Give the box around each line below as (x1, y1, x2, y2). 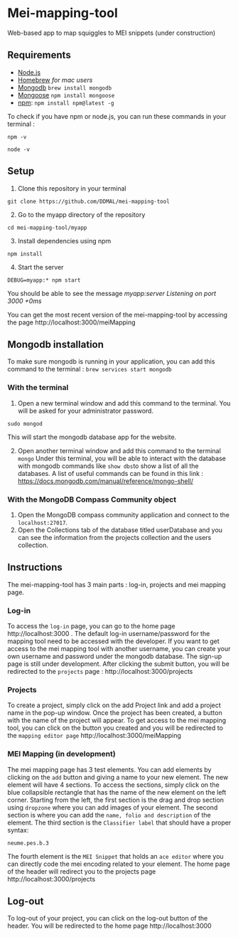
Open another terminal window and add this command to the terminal (17, 446, 222, 455)
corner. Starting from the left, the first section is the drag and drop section (7, 795, 225, 804)
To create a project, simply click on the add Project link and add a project (7, 701, 222, 709)
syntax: (7, 825, 29, 834)
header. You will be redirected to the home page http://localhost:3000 (7, 921, 212, 930)
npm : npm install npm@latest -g (17, 98, 114, 107)
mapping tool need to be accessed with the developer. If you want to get (7, 637, 220, 645)
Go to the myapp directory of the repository (17, 210, 146, 218)
